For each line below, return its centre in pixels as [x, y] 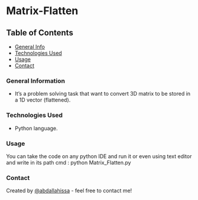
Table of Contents [40, 33]
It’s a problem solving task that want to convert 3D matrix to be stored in [103, 94]
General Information [36, 81]
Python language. [36, 128]
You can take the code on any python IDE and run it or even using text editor [99, 156]
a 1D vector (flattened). [43, 100]
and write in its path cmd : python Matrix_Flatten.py [69, 162]
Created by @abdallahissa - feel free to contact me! [69, 191]
